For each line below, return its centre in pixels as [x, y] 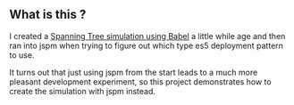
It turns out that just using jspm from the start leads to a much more [134, 72]
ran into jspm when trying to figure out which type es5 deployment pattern [147, 45]
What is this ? [48, 15]
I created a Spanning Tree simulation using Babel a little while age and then [147, 36]
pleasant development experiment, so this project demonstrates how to [140, 81]
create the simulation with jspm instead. [83, 91]
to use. [22, 55]
